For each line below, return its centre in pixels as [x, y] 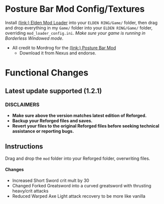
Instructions [24, 146]
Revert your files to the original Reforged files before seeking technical [86, 126]
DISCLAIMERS [22, 105]
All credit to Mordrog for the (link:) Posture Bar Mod [64, 48]
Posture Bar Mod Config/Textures [75, 9]
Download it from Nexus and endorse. [58, 53]
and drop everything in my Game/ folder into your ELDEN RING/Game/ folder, [79, 27]
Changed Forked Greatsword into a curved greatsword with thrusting [82, 185]
